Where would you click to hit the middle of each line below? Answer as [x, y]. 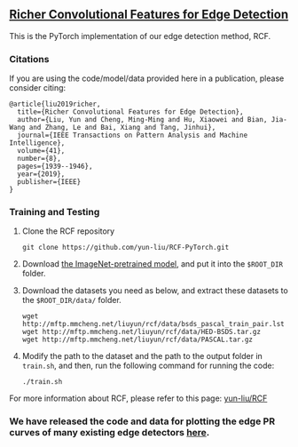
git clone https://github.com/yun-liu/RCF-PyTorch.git [125, 248]
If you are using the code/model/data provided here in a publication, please [147, 78]
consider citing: [38, 88]
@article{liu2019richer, [55, 104]
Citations [29, 59]
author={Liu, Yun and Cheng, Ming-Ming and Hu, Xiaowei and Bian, [142, 120]
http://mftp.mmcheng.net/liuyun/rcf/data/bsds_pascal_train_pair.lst [153, 324]
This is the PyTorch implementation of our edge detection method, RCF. [140, 36]
